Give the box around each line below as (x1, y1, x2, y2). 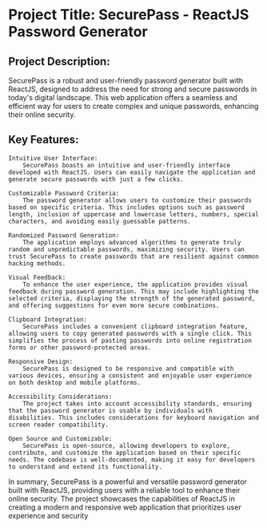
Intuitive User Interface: (8, 154, 98, 162)
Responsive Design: (8, 357, 74, 365)
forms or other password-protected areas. (8, 343, 152, 352)
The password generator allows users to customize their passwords (22, 196, 252, 204)
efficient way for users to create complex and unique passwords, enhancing (8, 102, 259, 111)
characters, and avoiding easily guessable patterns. (8, 217, 192, 225)
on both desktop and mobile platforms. (8, 378, 141, 386)
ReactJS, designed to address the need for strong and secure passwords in (8, 84, 257, 94)
